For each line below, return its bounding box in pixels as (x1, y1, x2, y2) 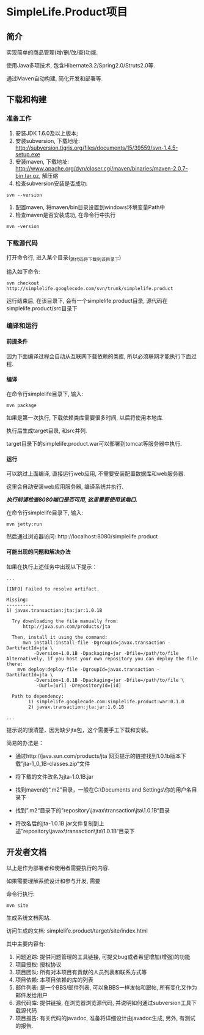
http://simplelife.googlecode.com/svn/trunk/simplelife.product (6, 285, 173, 291)
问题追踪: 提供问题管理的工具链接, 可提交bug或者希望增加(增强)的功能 (15, 953, 191, 961)
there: (6, 661, 23, 667)
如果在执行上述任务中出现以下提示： (6, 563, 98, 570)
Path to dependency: (12, 693, 64, 699)
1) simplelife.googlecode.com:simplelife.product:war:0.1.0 (28, 698, 184, 705)
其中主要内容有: (6, 940, 46, 947)
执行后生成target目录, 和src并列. (6, 427, 87, 435)
